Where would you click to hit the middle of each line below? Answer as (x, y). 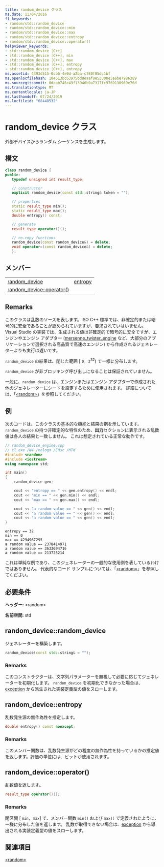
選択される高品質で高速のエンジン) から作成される (86, 344)
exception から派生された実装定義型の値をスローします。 (63, 689)
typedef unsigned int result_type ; (48, 179)
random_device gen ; (34, 482)
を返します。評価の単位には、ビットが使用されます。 (58, 757)
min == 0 (14, 536)
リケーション (18, 344)
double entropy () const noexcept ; (40, 726)
